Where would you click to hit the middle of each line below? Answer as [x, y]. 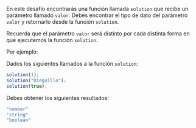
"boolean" [19, 120]
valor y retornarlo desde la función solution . [63, 22]
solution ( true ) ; [27, 86]
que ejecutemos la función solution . [52, 40]
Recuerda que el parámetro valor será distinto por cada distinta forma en [98, 34]
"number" [17, 109]
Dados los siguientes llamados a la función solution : [72, 64]
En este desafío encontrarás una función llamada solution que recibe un [97, 9]
